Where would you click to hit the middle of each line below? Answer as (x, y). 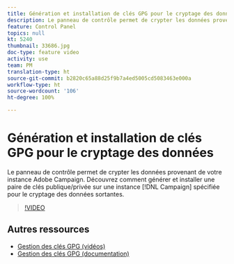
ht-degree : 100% (31, 98)
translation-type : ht (39, 72)
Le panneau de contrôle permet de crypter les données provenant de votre (115, 172)
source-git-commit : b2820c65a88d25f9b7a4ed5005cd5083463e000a (99, 78)
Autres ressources (48, 230)
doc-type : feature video (43, 53)
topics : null (26, 33)
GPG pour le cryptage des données (110, 153)
